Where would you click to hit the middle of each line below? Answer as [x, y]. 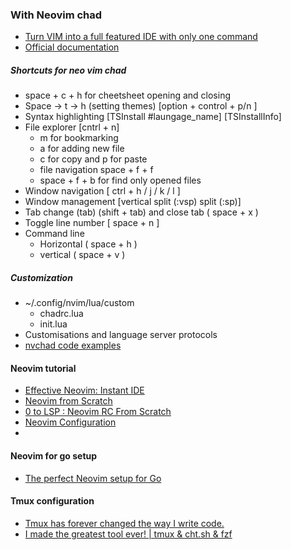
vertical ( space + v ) [82, 255]
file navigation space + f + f [96, 170]
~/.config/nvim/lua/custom [79, 303]
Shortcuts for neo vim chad [68, 70]
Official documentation [72, 47]
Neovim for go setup [54, 456]
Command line [54, 234]
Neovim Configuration [70, 422]
